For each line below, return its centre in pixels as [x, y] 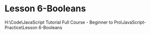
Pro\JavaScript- [130, 22]
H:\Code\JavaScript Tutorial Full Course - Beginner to [59, 22]
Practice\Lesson [21, 27]
